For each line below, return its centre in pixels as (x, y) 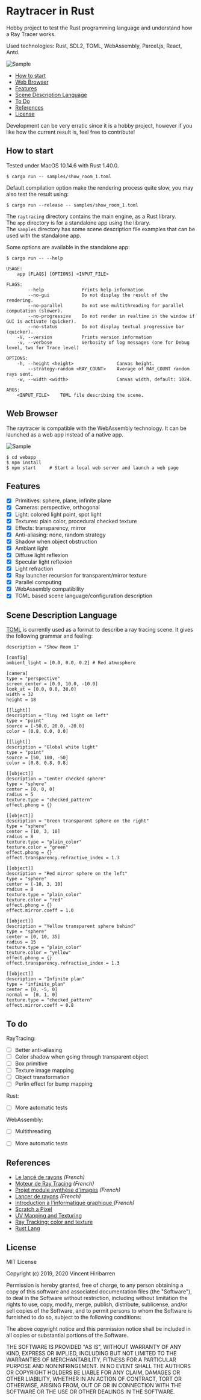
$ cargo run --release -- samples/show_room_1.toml (72, 205)
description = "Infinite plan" (45, 979)
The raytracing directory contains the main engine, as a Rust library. (91, 216)
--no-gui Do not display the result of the (98, 295)
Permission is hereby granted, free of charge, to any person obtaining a (95, 1285)
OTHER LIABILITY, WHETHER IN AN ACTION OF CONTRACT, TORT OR (94, 1379)
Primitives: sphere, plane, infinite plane (63, 500)
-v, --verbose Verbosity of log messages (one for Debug (103, 342)
